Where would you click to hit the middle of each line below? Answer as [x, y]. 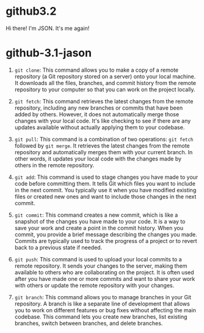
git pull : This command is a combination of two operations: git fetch [104, 139]
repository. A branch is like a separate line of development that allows [102, 304]
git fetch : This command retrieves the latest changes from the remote [104, 101]
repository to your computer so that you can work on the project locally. [105, 89]
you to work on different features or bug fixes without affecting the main [105, 310]
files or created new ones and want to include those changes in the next [105, 196]
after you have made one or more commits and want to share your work [105, 279]
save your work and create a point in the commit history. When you [99, 228]
